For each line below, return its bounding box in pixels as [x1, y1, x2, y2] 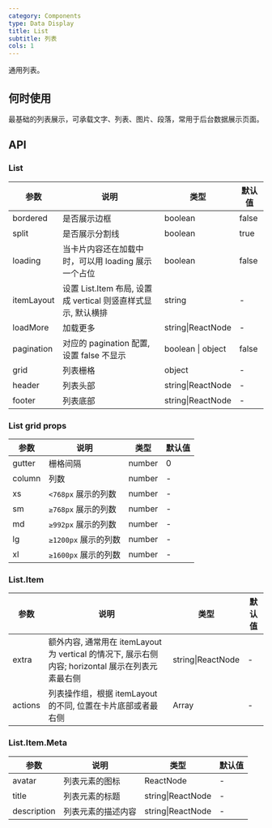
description [12, 805, 56, 817]
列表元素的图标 [63, 775, 121, 787]
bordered [12, 212, 49, 224]
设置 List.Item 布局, [62, 283, 134, 294]
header [12, 379, 40, 391]
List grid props [8, 420, 67, 431]
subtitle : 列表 [8, 34, 57, 43]
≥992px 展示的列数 [48, 519, 117, 530]
